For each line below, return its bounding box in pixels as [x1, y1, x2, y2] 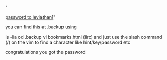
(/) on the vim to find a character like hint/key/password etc [5, 39, 131, 45]
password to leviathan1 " [5, 14, 56, 20]
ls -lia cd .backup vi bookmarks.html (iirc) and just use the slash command [5, 34, 162, 40]
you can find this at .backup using [5, 24, 77, 30]
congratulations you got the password [5, 49, 86, 55]
